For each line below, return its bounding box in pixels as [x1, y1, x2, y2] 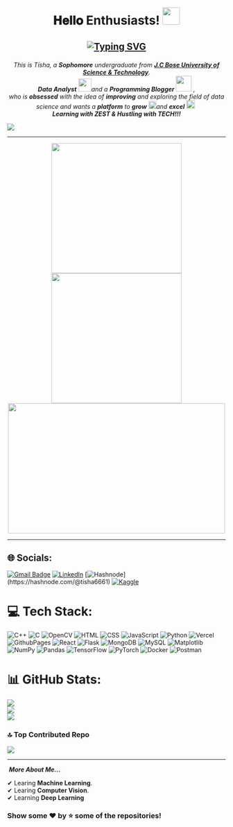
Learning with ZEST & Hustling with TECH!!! [51, 110, 182, 118]
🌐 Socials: [7, 552, 53, 563]
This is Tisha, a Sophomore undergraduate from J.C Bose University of [13, 60, 220, 69]
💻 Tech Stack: [7, 604, 93, 619]
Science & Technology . [83, 68, 150, 76]
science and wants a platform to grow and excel [35, 102, 185, 110]
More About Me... [8, 765, 61, 774]
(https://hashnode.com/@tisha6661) [7, 578, 111, 586]
